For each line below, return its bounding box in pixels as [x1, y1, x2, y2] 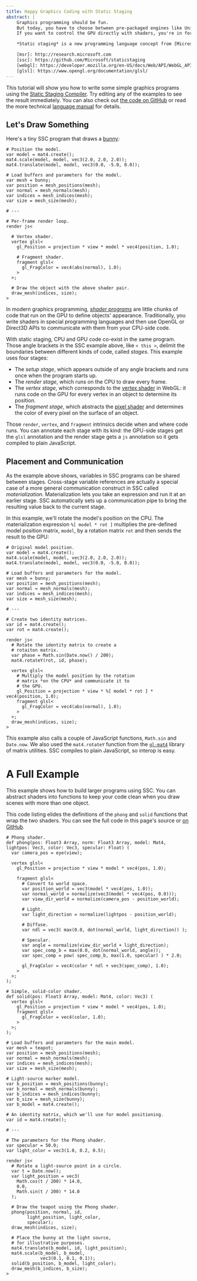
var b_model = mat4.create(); [6, 1102, 80, 1107]
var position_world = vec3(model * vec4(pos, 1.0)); [21, 886, 154, 892]
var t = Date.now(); [11, 1168, 62, 1174]
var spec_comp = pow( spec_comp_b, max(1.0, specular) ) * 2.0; [21, 953, 182, 959]
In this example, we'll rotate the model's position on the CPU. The [6, 514, 164, 522]
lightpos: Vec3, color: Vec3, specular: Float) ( [6, 845, 130, 851]
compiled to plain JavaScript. [6, 439, 77, 446]
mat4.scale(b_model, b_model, [11, 1250, 85, 1256]
